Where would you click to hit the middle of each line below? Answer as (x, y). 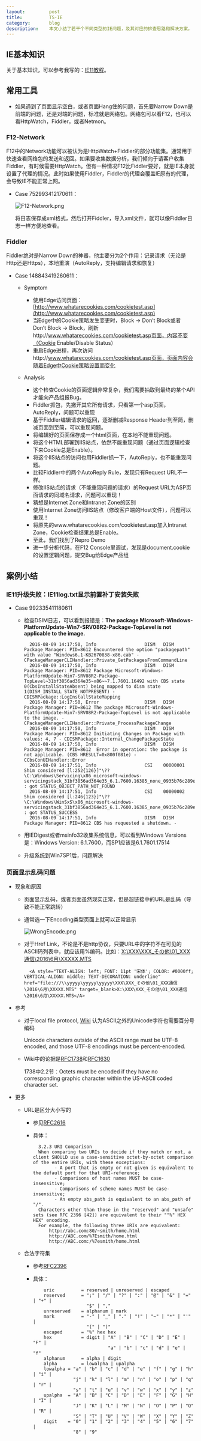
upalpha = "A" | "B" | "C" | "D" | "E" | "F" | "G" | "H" (119, 1395)
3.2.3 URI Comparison (65, 1147)
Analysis (34, 378)
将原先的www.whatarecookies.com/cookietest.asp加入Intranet (110, 525)
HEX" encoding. (51, 1221)
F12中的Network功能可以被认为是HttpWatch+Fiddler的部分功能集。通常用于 (99, 151)
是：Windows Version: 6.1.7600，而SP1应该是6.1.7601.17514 (97, 843)
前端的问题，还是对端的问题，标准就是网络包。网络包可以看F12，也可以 (103, 114)
